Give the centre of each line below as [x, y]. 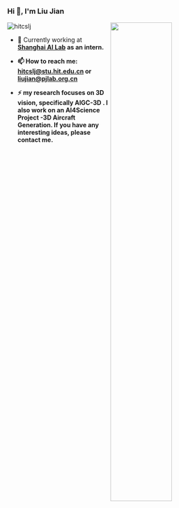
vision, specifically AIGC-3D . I [62, 103]
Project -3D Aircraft [46, 117]
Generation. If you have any [58, 125]
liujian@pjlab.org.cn [47, 79]
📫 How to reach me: [47, 61]
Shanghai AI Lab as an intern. [61, 48]
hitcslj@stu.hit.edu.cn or [54, 71]
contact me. [35, 140]
